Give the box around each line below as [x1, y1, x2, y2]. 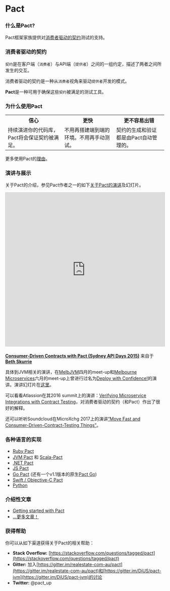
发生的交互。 [5, 67, 32, 73]
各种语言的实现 [5, 436, 42, 443]
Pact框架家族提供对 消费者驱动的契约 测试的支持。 [5, 34, 107, 41]
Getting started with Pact [12, 507, 65, 514]
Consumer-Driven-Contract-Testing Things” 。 [5, 422, 101, 428]
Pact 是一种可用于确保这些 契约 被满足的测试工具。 [5, 89, 107, 95]
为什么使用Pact [5, 102, 43, 109]
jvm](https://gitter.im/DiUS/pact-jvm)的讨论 [12, 574, 102, 580]
